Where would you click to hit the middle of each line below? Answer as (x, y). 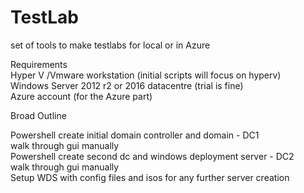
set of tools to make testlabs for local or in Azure (110, 45)
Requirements (39, 64)
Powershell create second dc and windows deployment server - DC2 (152, 156)
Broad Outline (38, 115)
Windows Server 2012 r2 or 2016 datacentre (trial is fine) (127, 85)
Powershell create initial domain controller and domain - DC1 (135, 135)
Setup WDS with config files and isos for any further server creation (150, 177)
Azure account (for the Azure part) (81, 96)
